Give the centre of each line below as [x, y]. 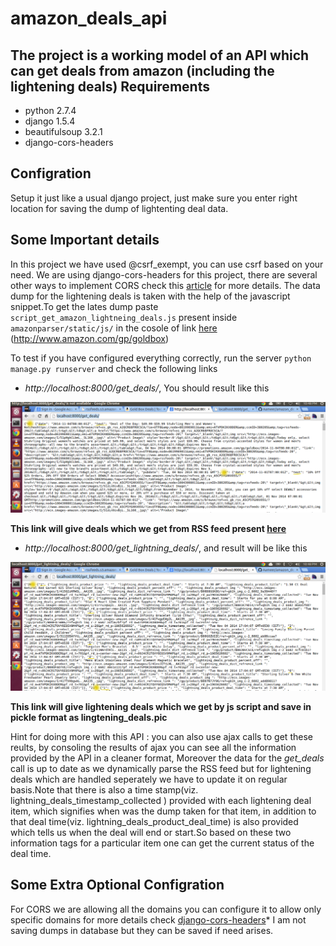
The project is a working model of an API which [160, 55]
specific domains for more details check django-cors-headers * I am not [158, 919]
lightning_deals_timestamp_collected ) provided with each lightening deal [161, 801]
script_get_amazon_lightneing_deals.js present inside [124, 317]
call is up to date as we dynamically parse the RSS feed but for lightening [161, 769]
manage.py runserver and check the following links [114, 368]
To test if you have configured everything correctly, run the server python [161, 358]
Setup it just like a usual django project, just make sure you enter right [154, 198]
